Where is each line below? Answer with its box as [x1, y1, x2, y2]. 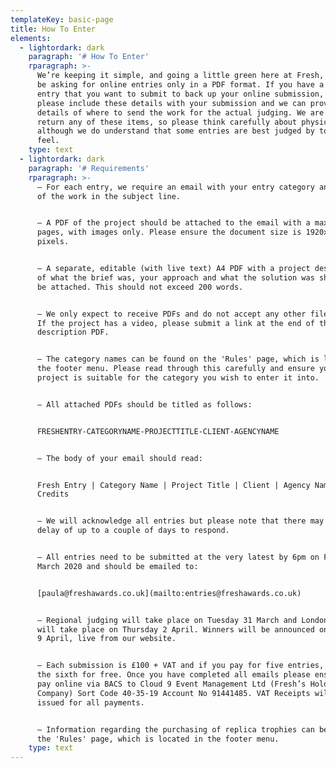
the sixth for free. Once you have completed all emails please [36, 670, 311, 680]
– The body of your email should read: [36, 453, 203, 463]
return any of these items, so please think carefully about [36, 117, 298, 127]
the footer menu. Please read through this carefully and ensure [36, 364, 315, 374]
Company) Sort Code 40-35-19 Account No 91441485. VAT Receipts [36, 688, 311, 698]
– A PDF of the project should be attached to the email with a [36, 218, 311, 228]
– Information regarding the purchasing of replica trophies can [36, 724, 315, 735]
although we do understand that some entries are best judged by [36, 126, 315, 136]
